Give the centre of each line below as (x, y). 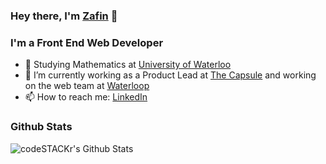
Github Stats (41, 127)
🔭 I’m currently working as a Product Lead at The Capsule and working (170, 75)
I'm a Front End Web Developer (87, 42)
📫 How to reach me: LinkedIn (86, 97)
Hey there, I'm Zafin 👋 (64, 16)
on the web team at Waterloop (87, 86)
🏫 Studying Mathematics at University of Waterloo (128, 65)
